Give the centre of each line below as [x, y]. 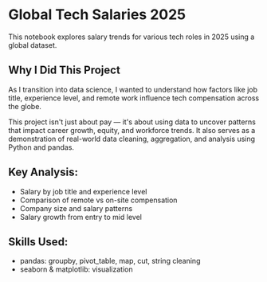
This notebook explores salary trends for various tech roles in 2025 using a [132, 37]
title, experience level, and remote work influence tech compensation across [134, 98]
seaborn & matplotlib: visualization [76, 269]
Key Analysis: [43, 172]
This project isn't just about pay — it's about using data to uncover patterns [132, 122]
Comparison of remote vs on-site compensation [98, 200]
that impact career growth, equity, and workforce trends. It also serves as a [132, 130]
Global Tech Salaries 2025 [97, 15]
